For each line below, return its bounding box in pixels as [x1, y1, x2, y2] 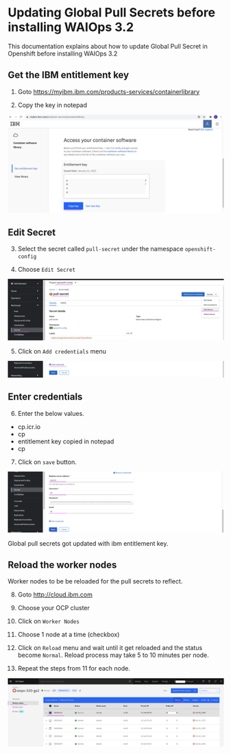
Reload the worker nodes [8, 559, 117, 570]
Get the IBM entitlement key [8, 69, 130, 81]
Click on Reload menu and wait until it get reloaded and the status [17, 644, 203, 652]
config [17, 253, 37, 260]
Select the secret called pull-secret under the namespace [17, 244, 184, 253]
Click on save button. [17, 458, 77, 466]
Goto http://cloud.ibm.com [17, 590, 93, 599]
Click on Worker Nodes [17, 617, 80, 625]
